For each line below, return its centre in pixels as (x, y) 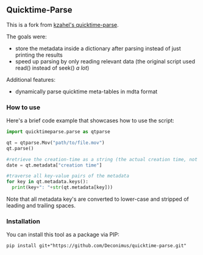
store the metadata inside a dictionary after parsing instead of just (98, 48)
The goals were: (27, 37)
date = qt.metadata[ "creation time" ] (54, 165)
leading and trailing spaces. (41, 206)
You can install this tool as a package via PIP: (63, 235)
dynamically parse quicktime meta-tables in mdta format (86, 92)
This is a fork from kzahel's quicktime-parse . (62, 24)
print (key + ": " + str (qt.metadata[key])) (62, 188)
